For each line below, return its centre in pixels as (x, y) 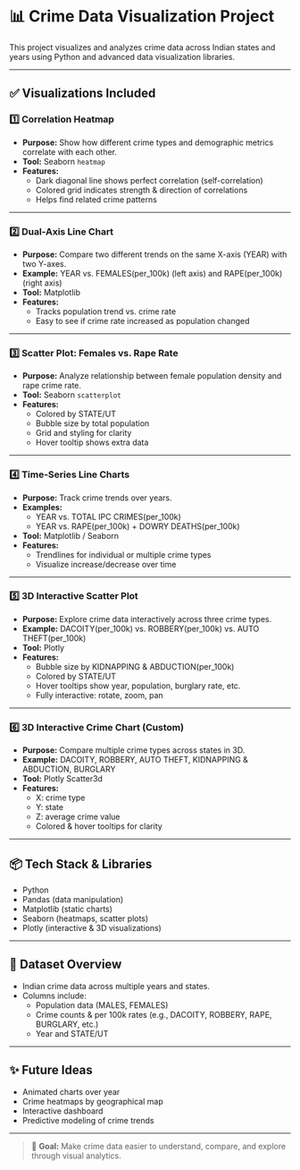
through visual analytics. (76, 1156)
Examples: (42, 507)
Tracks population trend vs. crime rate (106, 311)
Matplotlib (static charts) (67, 909)
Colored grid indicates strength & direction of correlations (142, 190)
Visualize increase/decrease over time (106, 564)
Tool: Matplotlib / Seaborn (70, 535)
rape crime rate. (52, 386)
